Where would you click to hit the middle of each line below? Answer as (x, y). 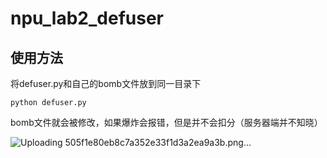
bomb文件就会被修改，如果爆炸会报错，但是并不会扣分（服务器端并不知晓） (166, 122)
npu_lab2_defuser (87, 18)
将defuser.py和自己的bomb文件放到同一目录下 (106, 83)
